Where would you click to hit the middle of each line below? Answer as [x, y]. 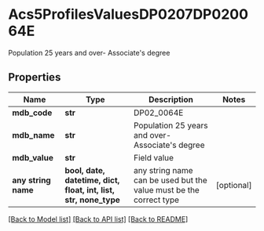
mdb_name [33, 135]
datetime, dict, [92, 180]
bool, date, [85, 170]
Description [171, 99]
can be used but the [170, 180]
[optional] [234, 185]
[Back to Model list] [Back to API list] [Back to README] [98, 219]
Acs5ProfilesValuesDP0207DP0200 [128, 14]
